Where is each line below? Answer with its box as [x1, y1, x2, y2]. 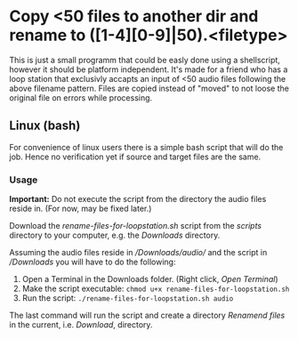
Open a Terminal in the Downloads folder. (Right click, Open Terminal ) [21, 274, 278, 285]
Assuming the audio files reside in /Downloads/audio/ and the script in [9, 247, 268, 258]
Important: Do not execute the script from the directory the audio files [9, 194, 267, 205]
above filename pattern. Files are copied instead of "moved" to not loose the [9, 83, 289, 93]
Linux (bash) [9, 118, 81, 133]
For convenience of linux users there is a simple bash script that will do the [9, 141, 284, 152]
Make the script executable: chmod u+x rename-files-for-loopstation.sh [21, 283, 290, 295]
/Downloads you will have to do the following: [9, 256, 176, 268]
